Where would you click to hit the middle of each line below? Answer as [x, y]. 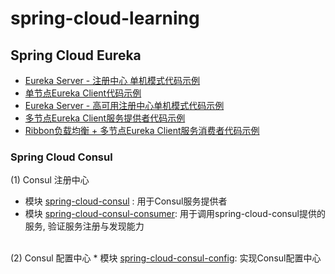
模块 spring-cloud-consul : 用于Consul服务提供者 [126, 201]
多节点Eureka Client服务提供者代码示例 [105, 118]
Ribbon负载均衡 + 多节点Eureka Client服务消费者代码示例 [142, 130]
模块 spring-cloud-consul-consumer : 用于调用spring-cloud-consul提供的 [175, 214]
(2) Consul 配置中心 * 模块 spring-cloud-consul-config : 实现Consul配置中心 [166, 258]
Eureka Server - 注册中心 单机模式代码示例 [112, 80]
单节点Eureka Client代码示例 [83, 93]
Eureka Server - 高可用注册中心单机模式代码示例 [124, 105]
